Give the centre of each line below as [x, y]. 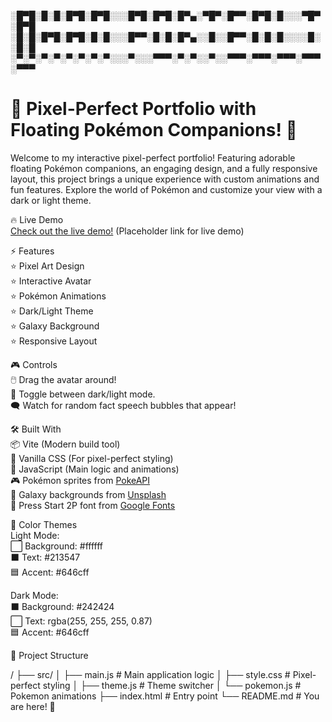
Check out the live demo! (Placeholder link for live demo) [127, 231]
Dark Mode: [34, 595]
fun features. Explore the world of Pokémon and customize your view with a [166, 189]
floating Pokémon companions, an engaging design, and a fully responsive [164, 168]
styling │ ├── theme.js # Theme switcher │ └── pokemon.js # [172, 685]
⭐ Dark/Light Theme [52, 311]
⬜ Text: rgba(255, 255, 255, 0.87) [81, 621]
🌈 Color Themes [44, 524]
